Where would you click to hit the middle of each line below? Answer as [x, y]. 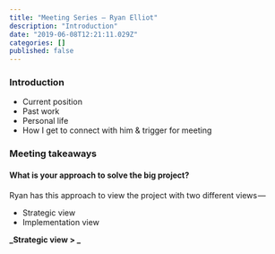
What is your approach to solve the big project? [99, 175]
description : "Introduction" [64, 26]
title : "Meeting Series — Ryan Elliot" [84, 18]
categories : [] [38, 43]
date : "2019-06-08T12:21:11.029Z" [74, 34]
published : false [42, 51]
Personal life [45, 121]
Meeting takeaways [53, 153]
